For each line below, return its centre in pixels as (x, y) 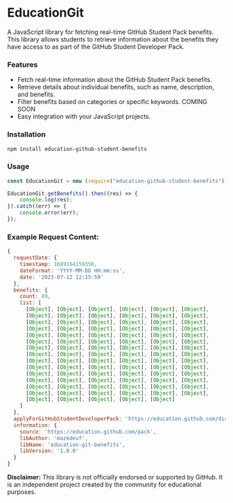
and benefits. (36, 94)
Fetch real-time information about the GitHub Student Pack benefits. (115, 80)
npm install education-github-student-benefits (77, 149)
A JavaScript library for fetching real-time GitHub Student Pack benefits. (111, 32)
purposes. (22, 492)
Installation (27, 134)
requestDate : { (35, 258)
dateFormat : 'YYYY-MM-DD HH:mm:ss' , (73, 271)
